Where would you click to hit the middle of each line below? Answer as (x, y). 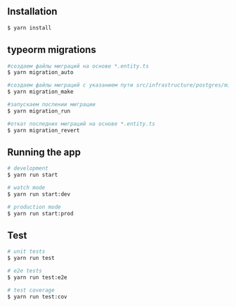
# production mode (34, 207)
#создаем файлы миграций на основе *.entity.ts (78, 66)
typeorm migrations (52, 50)
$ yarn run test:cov (38, 296)
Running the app (44, 152)
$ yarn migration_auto (40, 73)
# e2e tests (25, 271)
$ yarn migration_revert (44, 130)
